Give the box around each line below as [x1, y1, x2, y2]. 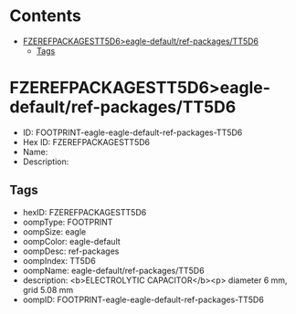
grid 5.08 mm [22, 284, 74, 295]
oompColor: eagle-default [22, 235, 121, 246]
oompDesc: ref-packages [22, 246, 120, 256]
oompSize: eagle [22, 225, 87, 237]
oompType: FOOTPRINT [22, 216, 113, 227]
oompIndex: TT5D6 [22, 255, 96, 266]
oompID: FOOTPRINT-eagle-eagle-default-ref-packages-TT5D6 [22, 294, 265, 305]
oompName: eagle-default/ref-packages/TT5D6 [22, 265, 205, 276]
